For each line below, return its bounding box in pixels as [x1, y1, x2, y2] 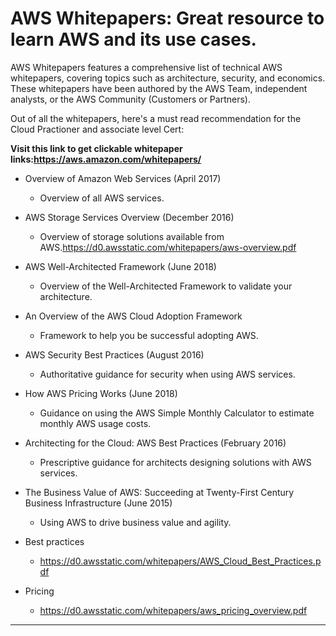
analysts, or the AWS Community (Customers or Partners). [10, 93, 251, 105]
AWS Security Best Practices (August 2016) [24, 348, 205, 361]
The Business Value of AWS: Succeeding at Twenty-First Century [24, 486, 295, 498]
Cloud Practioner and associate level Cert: [10, 123, 185, 135]
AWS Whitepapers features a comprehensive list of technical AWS [10, 61, 283, 73]
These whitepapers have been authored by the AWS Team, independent [10, 82, 308, 94]
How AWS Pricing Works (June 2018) [24, 387, 178, 399]
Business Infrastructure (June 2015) [24, 497, 173, 509]
